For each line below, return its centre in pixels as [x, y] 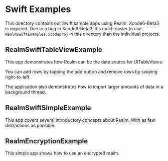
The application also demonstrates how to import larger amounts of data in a [84, 87]
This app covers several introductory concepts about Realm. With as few [80, 120]
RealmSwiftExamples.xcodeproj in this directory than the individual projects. [83, 34]
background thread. [26, 92]
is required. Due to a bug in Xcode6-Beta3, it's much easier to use [73, 28]
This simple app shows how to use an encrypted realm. [62, 153]
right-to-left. [18, 77]
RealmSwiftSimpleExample [48, 108]
